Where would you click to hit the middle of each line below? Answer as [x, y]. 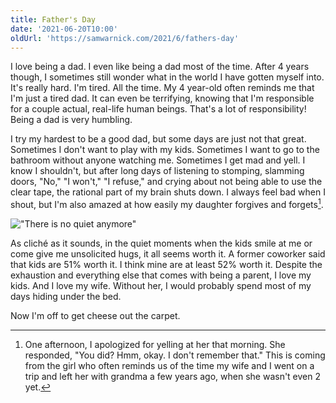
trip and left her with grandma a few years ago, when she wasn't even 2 [173, 377]
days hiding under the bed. [66, 297]
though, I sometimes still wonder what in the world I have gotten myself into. [167, 77]
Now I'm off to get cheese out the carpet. [95, 316]
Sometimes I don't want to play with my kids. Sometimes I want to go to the [165, 150]
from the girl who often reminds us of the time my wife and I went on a [169, 366]
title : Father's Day [53, 19]
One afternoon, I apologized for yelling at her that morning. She [155, 345]
